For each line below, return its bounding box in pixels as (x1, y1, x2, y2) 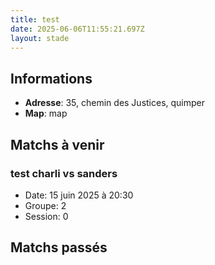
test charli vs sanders (10, 166, 118, 180)
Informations (10, 70, 93, 87)
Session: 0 (24, 210, 69, 222)
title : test (10, 14, 60, 25)
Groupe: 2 (24, 199, 67, 211)
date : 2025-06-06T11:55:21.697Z (10, 24, 145, 34)
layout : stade (10, 33, 70, 43)
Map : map (24, 107, 68, 120)
